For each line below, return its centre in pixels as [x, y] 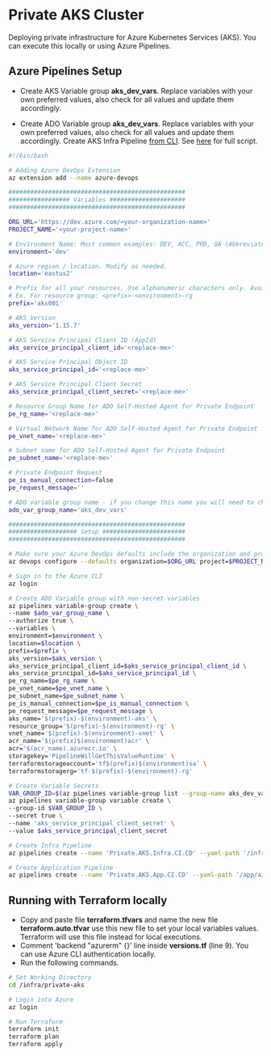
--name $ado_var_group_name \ [59, 613]
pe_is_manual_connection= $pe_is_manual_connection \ [99, 703]
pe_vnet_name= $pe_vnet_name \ [59, 689]
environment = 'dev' [39, 251]
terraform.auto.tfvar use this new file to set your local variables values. [140, 928]
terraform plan [34, 1037]
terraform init [34, 1029]
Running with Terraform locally [88, 900]
